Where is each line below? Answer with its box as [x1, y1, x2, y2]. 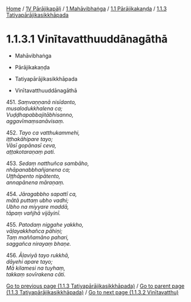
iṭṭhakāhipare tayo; [6, 135, 53, 142]
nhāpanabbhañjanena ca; [6, 166, 70, 173]
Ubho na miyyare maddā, [6, 203, 69, 210]
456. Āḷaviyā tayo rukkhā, [6, 251, 70, 259]
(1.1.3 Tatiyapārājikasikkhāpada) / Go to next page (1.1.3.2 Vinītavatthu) [6, 288, 179, 295]
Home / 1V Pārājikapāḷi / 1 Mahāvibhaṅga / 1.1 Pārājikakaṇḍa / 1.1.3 [6, 5, 167, 12]
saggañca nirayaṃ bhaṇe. [6, 240, 72, 247]
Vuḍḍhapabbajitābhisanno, [6, 111, 74, 118]
